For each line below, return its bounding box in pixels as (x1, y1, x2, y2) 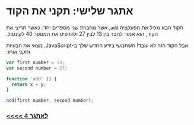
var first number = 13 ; (6, 60, 65, 65)
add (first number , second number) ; (6, 98, 94, 104)
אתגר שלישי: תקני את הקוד (6, 4, 133, 18)
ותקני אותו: (6, 48, 31, 55)
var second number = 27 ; (6, 65, 68, 71)
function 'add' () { (6, 76, 58, 82)
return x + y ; (11, 82, 46, 87)
